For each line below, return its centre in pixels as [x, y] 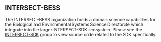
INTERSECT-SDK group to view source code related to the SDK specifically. [81, 34]
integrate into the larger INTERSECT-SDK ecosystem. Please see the [74, 29]
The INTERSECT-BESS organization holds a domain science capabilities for [80, 19]
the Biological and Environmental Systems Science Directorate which [74, 24]
